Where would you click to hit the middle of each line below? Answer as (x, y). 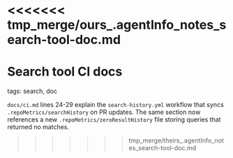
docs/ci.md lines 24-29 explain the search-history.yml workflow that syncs (116, 105)
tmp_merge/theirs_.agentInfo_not (176, 141)
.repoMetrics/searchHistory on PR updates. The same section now (104, 112)
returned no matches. (38, 127)
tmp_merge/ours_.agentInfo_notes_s (117, 25)
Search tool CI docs (65, 72)
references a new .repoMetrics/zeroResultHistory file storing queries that (114, 120)
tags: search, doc (32, 91)
